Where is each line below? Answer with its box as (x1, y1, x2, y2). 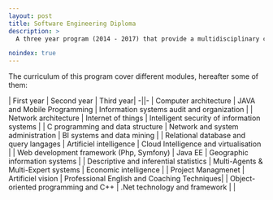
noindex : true (8, 50, 57, 58)
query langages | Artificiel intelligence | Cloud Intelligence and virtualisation (8, 139, 262, 149)
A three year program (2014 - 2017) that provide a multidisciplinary (15, 34, 260, 43)
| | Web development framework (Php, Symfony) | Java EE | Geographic (8, 148, 249, 158)
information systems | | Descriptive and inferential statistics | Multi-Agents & (8, 156, 263, 167)
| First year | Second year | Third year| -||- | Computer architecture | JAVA (8, 96, 256, 106)
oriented (8, 182, 37, 192)
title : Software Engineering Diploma (8, 20, 136, 28)
